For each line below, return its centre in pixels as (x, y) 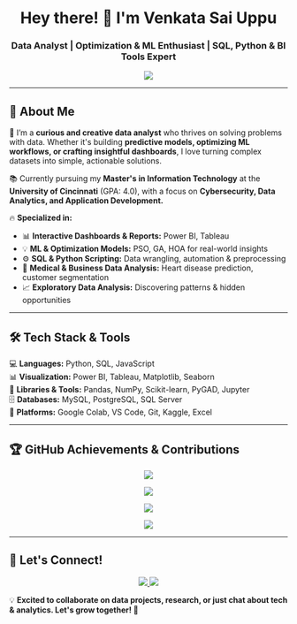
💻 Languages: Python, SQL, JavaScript (82, 364)
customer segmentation (65, 278)
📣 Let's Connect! (56, 560)
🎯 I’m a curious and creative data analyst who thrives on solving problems (146, 133)
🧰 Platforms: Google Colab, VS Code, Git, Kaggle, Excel (110, 412)
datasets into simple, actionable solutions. (85, 161)
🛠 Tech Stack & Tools (70, 337)
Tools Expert (148, 57)
